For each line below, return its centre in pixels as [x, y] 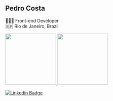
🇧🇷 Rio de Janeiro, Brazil [32, 26]
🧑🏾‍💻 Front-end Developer [32, 20]
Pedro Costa [25, 8]
